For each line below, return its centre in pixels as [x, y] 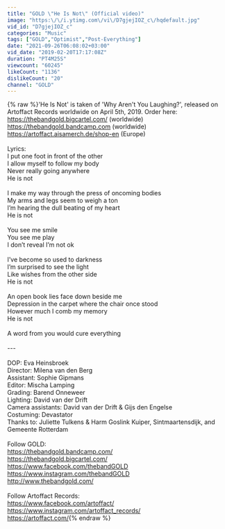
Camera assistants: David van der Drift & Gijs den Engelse [90, 407]
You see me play [31, 238]
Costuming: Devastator [40, 415]
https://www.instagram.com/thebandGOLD [68, 474]
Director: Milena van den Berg [50, 371]
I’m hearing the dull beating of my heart [64, 208]
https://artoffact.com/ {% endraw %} [59, 518]
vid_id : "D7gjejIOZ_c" [40, 26]
